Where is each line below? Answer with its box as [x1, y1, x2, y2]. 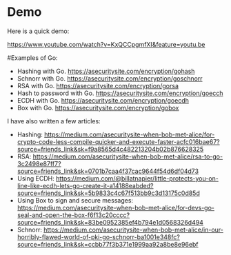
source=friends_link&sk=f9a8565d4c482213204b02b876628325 [17, 145, 204, 153]
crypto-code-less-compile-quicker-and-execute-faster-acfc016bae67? [17, 137, 220, 145]
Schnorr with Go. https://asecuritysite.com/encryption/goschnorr [17, 74, 203, 83]
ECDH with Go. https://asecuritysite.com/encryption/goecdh [17, 96, 190, 104]
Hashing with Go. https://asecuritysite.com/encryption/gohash [17, 67, 195, 75]
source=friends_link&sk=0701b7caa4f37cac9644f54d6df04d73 [17, 167, 199, 175]
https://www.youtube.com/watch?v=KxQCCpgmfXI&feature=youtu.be [7, 40, 205, 48]
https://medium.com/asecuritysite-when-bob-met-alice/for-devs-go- [17, 203, 215, 212]
